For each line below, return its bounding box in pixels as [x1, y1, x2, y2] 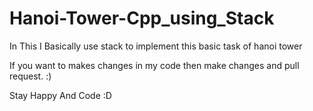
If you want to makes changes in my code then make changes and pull [9, 59, 300, 71]
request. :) [9, 70, 52, 82]
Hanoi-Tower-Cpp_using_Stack [9, 7, 275, 30]
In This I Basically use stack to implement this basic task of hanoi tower [9, 40, 303, 52]
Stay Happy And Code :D [9, 89, 112, 101]
